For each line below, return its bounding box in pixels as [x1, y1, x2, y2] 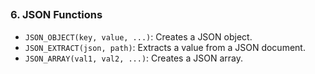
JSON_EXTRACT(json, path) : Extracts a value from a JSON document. [24, 41, 306, 53]
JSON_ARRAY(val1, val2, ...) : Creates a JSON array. [24, 52, 243, 64]
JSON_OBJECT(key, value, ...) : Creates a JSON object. [24, 30, 253, 43]
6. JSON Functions [10, 8, 103, 22]
